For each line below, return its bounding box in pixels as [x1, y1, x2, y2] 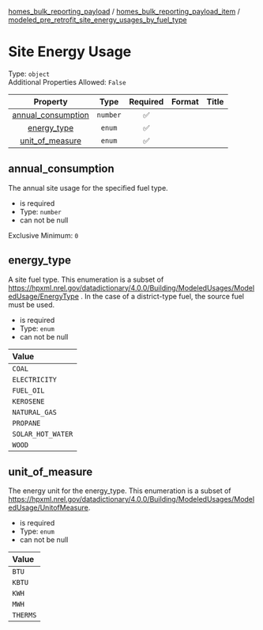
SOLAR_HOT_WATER [12, 429, 73, 438]
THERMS [12, 611, 37, 620]
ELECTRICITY [12, 375, 58, 384]
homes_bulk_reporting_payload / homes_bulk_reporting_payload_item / [8, 7, 241, 16]
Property [33, 96, 69, 107]
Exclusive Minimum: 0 [8, 230, 79, 240]
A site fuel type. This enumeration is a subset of [8, 275, 164, 284]
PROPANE [12, 419, 41, 427]
